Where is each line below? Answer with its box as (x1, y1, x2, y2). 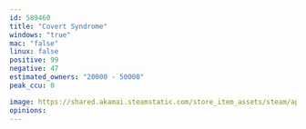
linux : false (9, 47, 59, 56)
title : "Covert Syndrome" (9, 22, 107, 31)
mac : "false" (9, 38, 59, 48)
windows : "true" (9, 30, 71, 39)
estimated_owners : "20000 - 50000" (9, 73, 145, 82)
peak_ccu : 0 (9, 81, 55, 90)
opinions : (9, 105, 47, 114)
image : (9, 97, 35, 106)
